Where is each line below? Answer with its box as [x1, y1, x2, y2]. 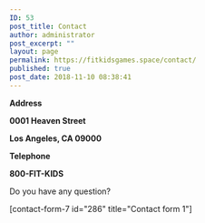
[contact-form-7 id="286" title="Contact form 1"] [9, 203, 192, 214]
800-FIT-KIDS [9, 167, 64, 178]
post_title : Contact [9, 22, 88, 31]
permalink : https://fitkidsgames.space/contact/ [9, 56, 197, 65]
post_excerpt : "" [9, 38, 75, 48]
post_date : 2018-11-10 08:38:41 [9, 73, 132, 82]
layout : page [9, 47, 59, 56]
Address [9, 97, 43, 108]
